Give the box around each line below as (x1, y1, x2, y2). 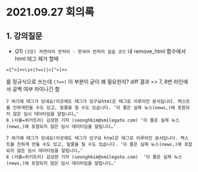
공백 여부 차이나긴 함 (12, 85, 60, 93)
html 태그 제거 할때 (14, 55, 59, 62)
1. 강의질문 (6, 31, 43, 41)
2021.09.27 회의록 (6, 5, 95, 19)
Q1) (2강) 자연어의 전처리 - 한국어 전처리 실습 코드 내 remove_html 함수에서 (14, 48, 186, 55)
